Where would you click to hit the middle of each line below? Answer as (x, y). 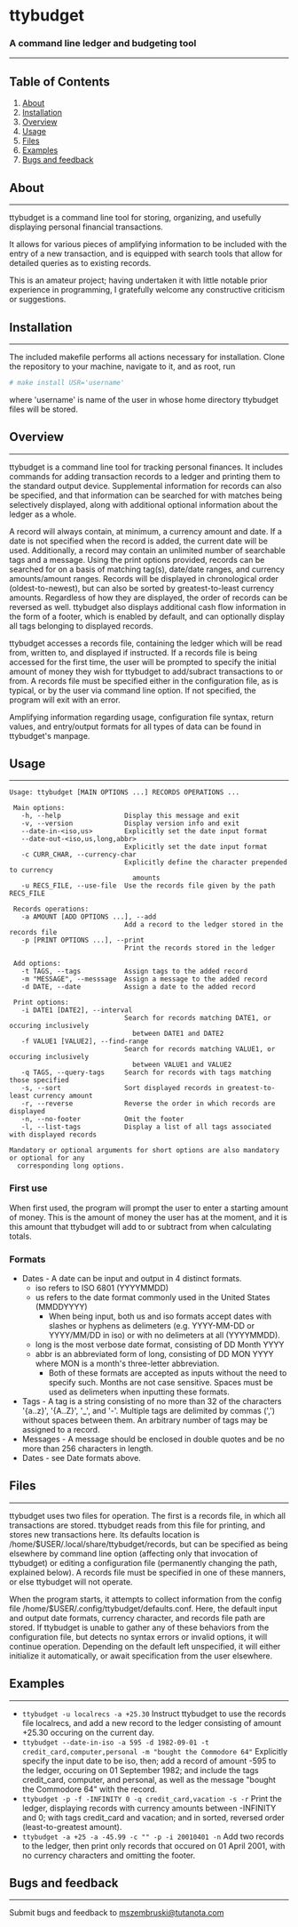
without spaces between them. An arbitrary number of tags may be (145, 1420)
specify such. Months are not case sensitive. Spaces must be (161, 1383)
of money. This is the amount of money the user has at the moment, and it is (149, 1217)
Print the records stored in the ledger (200, 948)
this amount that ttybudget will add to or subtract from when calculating (141, 1226)
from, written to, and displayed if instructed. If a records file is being (133, 652)
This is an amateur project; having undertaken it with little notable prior (138, 280)
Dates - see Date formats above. (82, 1458)
